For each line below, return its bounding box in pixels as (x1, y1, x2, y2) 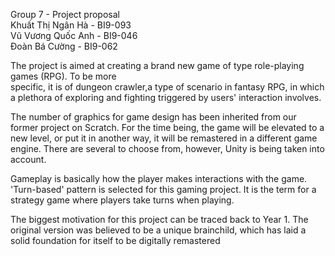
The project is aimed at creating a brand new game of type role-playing (10, 60, 305, 71)
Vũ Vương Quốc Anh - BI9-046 (10, 30, 138, 41)
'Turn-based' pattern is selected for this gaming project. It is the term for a (10, 184, 317, 195)
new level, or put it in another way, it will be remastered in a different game (10, 132, 318, 144)
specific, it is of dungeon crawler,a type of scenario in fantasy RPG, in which (10, 81, 325, 93)
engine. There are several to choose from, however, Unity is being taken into (10, 143, 325, 154)
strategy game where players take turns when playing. (10, 194, 235, 206)
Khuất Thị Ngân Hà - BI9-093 (10, 19, 132, 31)
